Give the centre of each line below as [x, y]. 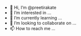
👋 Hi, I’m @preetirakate [33, 8]
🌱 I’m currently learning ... [36, 18]
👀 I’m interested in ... [30, 13]
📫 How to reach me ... [32, 28]
